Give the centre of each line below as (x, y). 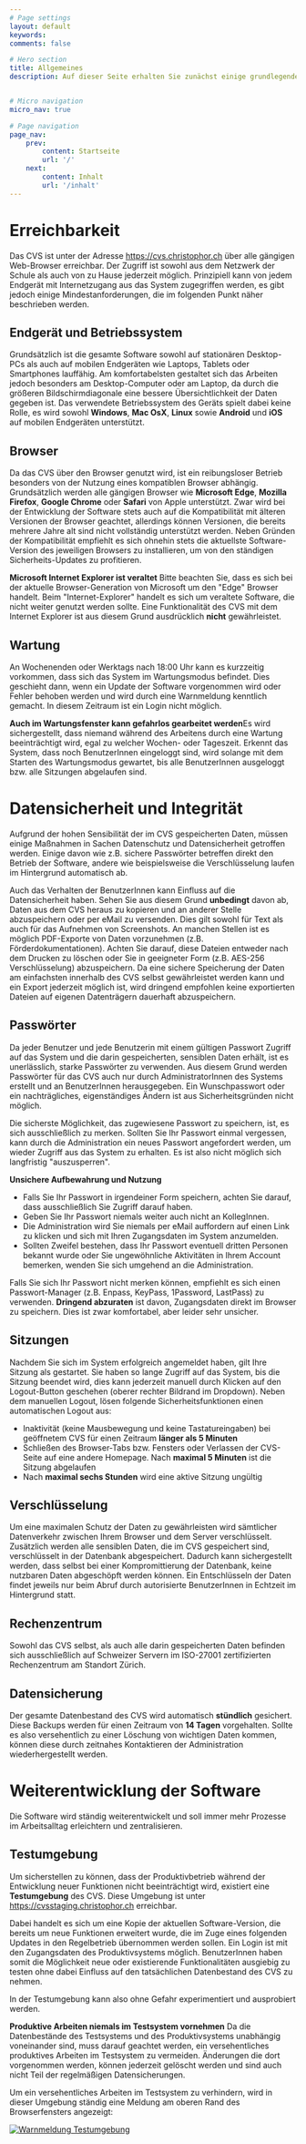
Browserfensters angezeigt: (61, 2111)
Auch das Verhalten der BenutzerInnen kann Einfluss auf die (122, 890)
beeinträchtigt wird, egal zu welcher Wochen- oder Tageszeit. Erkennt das (149, 743)
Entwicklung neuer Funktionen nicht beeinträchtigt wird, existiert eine (140, 1886)
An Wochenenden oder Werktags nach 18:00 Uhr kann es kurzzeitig (137, 667)
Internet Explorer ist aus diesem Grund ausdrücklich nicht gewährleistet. (146, 617)
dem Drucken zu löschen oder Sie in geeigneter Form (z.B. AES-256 (137, 958)
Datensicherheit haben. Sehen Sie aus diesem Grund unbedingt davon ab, (149, 899)
